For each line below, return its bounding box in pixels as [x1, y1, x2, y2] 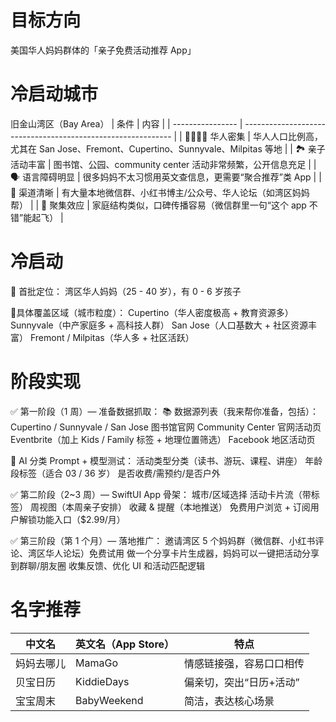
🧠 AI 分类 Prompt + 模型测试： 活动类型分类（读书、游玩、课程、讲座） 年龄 [10, 454, 323, 466]
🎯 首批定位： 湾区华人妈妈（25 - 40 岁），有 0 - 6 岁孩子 [10, 285, 242, 297]
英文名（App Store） [75, 637, 175, 651]
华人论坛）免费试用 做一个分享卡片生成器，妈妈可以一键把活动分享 [44, 547, 320, 559]
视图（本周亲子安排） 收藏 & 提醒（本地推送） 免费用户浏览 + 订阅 [38, 501, 311, 513]
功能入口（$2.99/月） [36, 513, 126, 525]
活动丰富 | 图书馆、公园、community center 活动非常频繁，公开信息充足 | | [10, 158, 317, 170]
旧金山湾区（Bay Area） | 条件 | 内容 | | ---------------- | [10, 117, 243, 130]
